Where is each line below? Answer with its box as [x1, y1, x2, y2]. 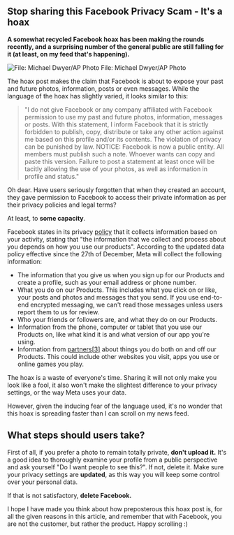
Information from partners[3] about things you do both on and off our [17, 345, 217, 353]
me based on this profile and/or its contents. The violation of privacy [24, 135, 221, 143]
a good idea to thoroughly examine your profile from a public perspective [7, 455, 218, 464]
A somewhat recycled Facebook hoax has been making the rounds [7, 35, 205, 43]
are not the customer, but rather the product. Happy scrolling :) [7, 520, 189, 528]
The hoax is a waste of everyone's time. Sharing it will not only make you [7, 373, 217, 381]
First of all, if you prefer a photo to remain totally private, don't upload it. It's [7, 448, 227, 456]
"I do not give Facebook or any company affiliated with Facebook [24, 105, 212, 114]
